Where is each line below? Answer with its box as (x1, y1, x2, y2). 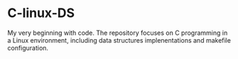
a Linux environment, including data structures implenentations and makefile (7, 36, 231, 44)
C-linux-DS (7, 5, 75, 21)
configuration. (7, 43, 48, 52)
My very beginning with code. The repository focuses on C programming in (7, 28, 228, 37)
